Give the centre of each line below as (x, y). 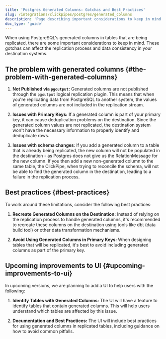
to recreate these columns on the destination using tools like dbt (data (84, 225)
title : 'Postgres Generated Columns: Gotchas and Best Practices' (75, 10)
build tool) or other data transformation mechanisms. (66, 230)
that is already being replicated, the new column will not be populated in (86, 151)
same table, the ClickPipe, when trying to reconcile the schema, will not (85, 167)
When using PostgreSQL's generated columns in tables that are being (76, 38)
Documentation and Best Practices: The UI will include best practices (84, 321)
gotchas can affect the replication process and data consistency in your (79, 48)
